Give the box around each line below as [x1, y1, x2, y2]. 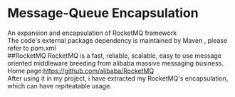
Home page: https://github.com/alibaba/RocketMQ [7, 66, 155, 75]
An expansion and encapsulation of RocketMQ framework [7, 29, 177, 37]
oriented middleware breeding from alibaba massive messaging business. [7, 58, 224, 67]
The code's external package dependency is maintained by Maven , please [7, 36, 228, 44]
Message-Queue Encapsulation [7, 5, 199, 21]
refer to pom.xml [7, 44, 56, 52]
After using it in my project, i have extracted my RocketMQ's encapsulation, [7, 73, 229, 83]
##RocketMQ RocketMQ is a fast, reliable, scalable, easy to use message [7, 51, 222, 60]
